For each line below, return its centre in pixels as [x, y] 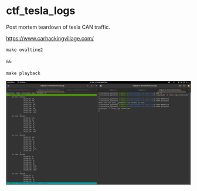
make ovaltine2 [25, 50]
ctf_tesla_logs [41, 11]
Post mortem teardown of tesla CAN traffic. [58, 27]
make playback [23, 73]
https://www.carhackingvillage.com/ [50, 38]
